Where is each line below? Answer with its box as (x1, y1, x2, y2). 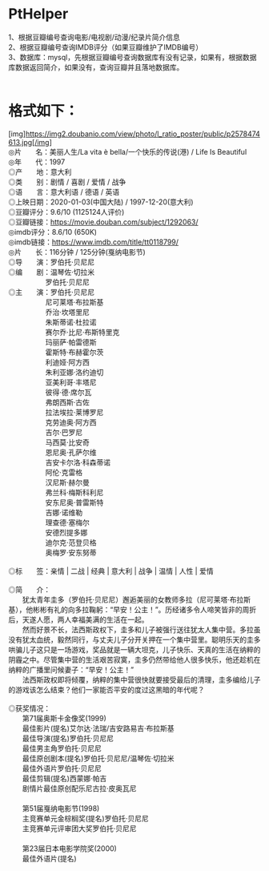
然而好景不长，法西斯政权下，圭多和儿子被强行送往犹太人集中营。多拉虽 (22, 624, 261, 634)
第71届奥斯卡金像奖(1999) (22, 713, 106, 723)
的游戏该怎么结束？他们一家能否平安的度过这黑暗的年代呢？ (8, 684, 205, 694)
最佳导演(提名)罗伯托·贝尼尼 (22, 733, 114, 743)
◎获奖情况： (8, 703, 50, 713)
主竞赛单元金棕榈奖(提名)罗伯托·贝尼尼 (22, 813, 150, 823)
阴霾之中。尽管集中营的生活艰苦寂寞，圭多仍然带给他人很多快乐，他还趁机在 (8, 655, 261, 664)
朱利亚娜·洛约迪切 (45, 367, 104, 377)
